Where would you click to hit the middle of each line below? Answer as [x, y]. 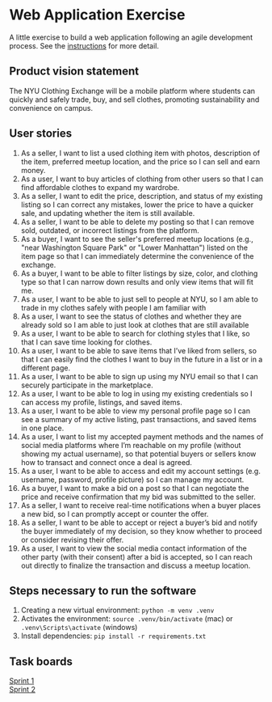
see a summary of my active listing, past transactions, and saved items [138, 419]
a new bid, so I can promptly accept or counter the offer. [115, 514]
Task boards [41, 661]
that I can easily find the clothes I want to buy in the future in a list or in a [142, 359]
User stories [40, 134]
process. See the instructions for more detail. [84, 45]
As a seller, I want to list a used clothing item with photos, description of [140, 153]
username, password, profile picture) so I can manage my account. [132, 480]
